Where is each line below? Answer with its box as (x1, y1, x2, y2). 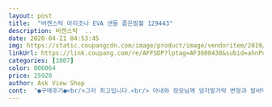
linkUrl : (8, 49, 38, 57)
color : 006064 (8, 64, 57, 72)
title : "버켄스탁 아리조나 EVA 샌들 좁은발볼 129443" (8, 19, 173, 27)
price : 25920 (8, 72, 53, 80)
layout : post (8, 11, 53, 20)
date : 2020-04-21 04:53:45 (8, 34, 100, 43)
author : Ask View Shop (8, 79, 85, 87)
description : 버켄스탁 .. (8, 27, 93, 35)
